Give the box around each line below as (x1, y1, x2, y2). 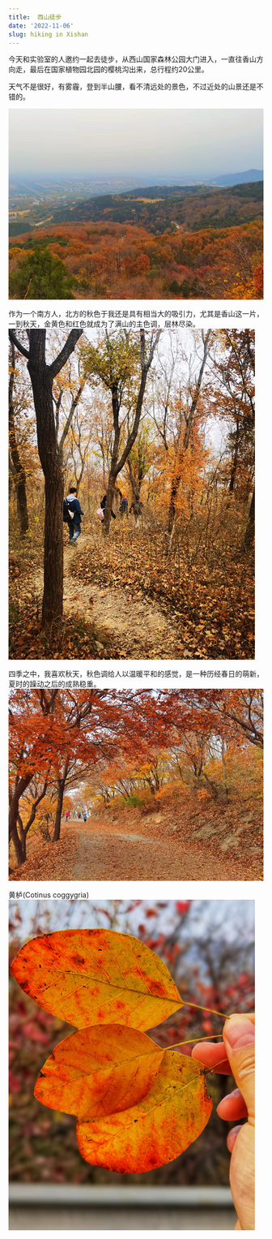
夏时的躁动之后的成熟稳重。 (8, 679, 101, 689)
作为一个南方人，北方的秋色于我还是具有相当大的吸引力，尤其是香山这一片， (8, 309, 264, 319)
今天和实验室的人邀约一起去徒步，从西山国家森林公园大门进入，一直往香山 (8, 54, 257, 64)
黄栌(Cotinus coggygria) (8, 889, 90, 900)
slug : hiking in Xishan (8, 30, 89, 38)
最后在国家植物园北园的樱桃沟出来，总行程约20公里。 (29, 65, 209, 75)
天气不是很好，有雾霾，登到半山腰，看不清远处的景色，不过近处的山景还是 (8, 82, 257, 92)
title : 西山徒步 (8, 13, 62, 21)
